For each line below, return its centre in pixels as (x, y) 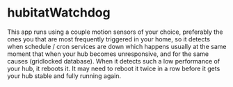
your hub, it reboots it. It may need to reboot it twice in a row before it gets (114, 68)
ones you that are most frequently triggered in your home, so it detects (109, 39)
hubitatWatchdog (59, 13)
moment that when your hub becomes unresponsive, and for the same (108, 54)
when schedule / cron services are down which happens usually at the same (117, 46)
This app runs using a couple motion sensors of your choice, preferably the (115, 32)
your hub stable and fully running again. (64, 76)
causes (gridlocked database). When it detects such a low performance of (114, 61)
